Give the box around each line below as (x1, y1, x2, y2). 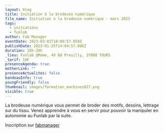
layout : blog (5, 7, 32, 12)
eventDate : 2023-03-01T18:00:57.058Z (5, 39, 82, 44)
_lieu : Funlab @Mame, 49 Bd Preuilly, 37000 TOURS (5, 52, 111, 58)
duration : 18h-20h (5, 48, 43, 53)
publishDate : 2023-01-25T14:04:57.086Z (5, 44, 87, 48)
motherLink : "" (5, 66, 36, 71)
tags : (5, 21, 16, 26)
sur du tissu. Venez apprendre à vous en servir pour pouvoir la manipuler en (5, 108, 159, 113)
